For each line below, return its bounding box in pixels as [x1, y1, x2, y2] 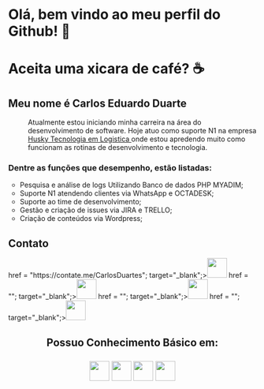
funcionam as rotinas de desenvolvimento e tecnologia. [28, 143, 208, 152]
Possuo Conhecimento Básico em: [46, 335, 219, 349]
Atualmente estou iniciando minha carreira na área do [28, 118, 203, 127]
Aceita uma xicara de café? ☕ [8, 60, 205, 78]
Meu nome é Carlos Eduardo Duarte [8, 96, 187, 110]
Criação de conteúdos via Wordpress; [19, 214, 143, 223]
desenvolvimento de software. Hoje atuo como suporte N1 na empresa [28, 126, 257, 136]
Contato [8, 237, 49, 250]
